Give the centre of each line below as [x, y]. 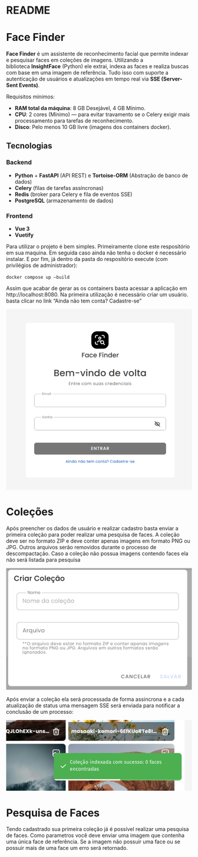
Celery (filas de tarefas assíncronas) [59, 188]
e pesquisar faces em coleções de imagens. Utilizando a [75, 60]
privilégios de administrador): [42, 265]
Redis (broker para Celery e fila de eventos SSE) [73, 194]
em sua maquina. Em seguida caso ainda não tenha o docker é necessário [96, 253]
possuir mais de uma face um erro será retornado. [67, 848]
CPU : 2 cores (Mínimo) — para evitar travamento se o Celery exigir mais [102, 115]
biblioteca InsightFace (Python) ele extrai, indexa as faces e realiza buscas [98, 66]
